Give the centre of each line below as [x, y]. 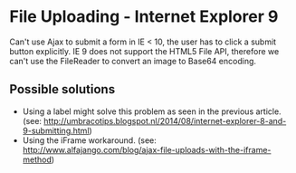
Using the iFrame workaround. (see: [89, 140]
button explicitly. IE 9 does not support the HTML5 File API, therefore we [144, 51]
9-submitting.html [56, 130]
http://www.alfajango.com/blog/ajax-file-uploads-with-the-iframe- [147, 149]
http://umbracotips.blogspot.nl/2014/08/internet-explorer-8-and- [165, 120]
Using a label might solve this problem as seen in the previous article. [152, 111]
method [37, 159]
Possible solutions [62, 89]
